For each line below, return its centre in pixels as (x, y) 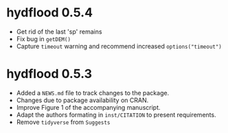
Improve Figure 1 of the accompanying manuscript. (88, 107)
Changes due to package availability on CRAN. (82, 100)
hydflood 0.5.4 (50, 13)
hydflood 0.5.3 (49, 74)
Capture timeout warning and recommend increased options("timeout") (119, 46)
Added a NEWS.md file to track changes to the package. (93, 93)
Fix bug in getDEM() (44, 38)
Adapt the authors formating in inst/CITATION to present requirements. (116, 114)
